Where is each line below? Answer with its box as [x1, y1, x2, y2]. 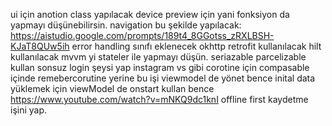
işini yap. [10, 104, 48, 116]
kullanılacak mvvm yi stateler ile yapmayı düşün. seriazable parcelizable [10, 51, 307, 63]
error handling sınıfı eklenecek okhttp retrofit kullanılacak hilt [71, 40, 322, 52]
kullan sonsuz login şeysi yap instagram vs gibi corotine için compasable [10, 62, 310, 73]
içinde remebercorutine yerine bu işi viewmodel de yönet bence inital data [10, 72, 316, 84]
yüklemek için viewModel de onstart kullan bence [10, 83, 215, 94]
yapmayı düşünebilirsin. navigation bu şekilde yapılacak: [10, 19, 242, 31]
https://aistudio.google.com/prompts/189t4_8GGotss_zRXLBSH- [10, 30, 275, 41]
